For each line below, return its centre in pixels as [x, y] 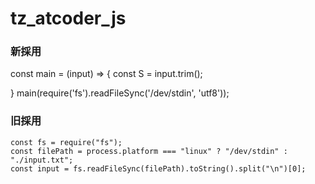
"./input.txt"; [42, 160]
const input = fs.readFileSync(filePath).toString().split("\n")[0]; [158, 168]
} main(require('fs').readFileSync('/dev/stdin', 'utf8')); [120, 93]
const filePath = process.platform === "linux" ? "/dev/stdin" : [149, 151]
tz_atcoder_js [68, 18]
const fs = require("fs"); [66, 142]
